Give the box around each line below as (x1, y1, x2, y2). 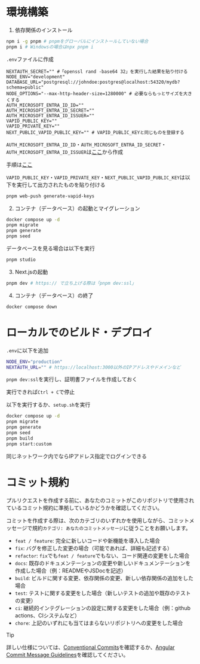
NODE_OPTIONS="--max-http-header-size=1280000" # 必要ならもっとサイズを (6, 90, 184, 96)
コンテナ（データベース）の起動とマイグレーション (14, 205, 140, 212)
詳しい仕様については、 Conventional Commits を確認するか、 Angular (6, 644, 175, 651)
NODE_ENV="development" (6, 74, 66, 80)
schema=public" (6, 84, 44, 90)
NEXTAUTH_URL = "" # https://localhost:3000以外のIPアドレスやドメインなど (6, 364, 181, 370)
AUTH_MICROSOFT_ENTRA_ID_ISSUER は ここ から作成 (6, 148, 124, 156)
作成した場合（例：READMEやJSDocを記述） (14, 566, 127, 574)
